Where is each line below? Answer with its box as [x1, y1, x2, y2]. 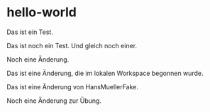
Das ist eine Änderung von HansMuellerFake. [6, 82, 139, 91]
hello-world [6, 4, 77, 21]
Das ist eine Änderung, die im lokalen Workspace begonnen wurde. [6, 69, 204, 77]
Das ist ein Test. [6, 28, 54, 36]
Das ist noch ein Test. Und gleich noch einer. [6, 41, 138, 50]
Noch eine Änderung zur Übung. [6, 96, 102, 105]
